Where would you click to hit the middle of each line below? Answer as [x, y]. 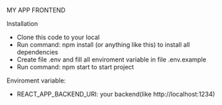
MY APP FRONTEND [36, 10]
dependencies [37, 52]
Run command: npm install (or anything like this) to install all [103, 44]
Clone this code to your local [58, 37]
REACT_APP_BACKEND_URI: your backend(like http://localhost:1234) [116, 94]
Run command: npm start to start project [75, 67]
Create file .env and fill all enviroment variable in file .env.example [111, 59]
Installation [22, 23]
